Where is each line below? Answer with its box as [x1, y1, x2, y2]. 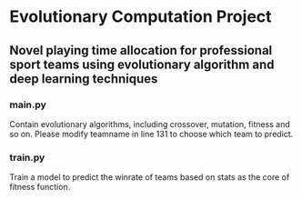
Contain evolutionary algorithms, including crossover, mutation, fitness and [9, 118, 291, 129]
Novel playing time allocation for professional [9, 43, 273, 58]
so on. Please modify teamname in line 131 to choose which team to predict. [9, 128, 294, 139]
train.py [9, 151, 45, 164]
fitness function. [9, 182, 71, 193]
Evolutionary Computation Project [9, 6, 272, 27]
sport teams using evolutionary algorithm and [9, 56, 275, 72]
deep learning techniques [9, 71, 158, 86]
